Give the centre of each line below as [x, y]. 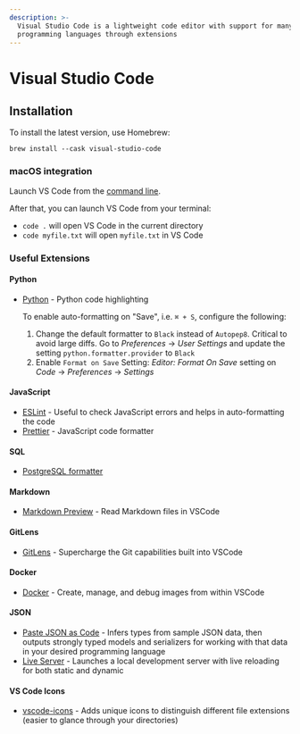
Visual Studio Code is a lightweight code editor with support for [146, 26]
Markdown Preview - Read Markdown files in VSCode [121, 512]
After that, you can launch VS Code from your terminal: [110, 208]
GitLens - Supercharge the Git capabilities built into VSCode [133, 552]
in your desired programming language [94, 652]
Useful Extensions [50, 258]
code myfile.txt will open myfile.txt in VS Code [112, 235]
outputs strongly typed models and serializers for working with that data [155, 642]
